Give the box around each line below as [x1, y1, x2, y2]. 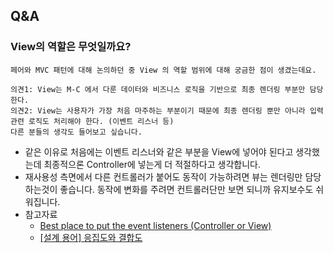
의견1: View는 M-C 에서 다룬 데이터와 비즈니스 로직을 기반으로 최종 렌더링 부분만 [10, 84, 306, 94]
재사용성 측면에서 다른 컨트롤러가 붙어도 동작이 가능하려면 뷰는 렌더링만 [24, 170, 303, 183]
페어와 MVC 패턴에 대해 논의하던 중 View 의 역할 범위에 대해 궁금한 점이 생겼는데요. [10, 65, 317, 75]
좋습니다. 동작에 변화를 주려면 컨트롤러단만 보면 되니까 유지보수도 [59, 183, 314, 195]
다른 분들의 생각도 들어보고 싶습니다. [10, 127, 143, 137]
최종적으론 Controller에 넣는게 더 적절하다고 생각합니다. [43, 158, 261, 170]
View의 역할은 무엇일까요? [10, 40, 132, 54]
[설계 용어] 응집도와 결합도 [39, 231, 143, 243]
